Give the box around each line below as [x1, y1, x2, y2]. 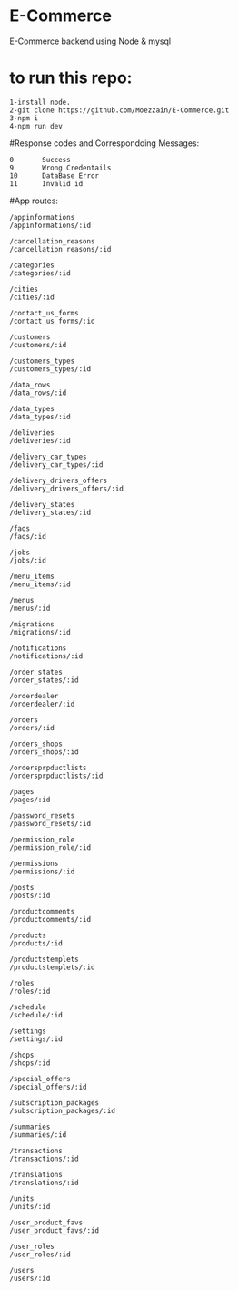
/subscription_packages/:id [9, 1106, 116, 1115]
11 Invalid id [9, 179, 84, 188]
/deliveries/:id [9, 436, 71, 445]
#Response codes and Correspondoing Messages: [9, 138, 200, 149]
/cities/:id [9, 293, 55, 302]
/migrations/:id [9, 627, 71, 636]
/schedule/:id [9, 1010, 64, 1019]
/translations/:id [9, 1178, 79, 1187]
